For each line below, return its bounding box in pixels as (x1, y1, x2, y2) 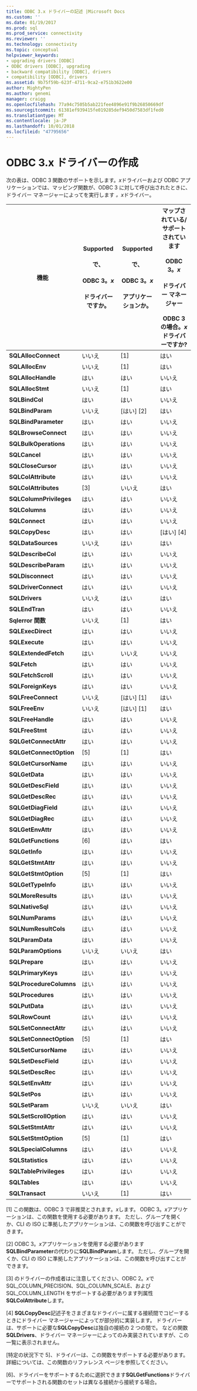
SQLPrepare (9, 958, 44, 966)
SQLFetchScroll (9, 671, 53, 679)
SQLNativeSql (9, 902, 49, 911)
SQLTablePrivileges (9, 1167, 64, 1175)
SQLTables (9, 1178, 40, 1186)
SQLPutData (9, 1002, 44, 1010)
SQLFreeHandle (9, 715, 54, 723)
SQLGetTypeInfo (9, 880, 56, 888)
